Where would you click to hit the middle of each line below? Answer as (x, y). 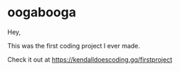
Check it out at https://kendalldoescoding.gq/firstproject (90, 59)
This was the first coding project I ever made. (74, 45)
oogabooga (42, 12)
